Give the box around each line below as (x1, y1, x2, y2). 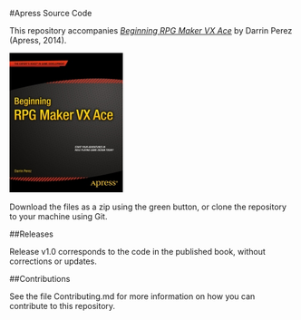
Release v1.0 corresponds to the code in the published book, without (9, 247, 266, 257)
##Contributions (9, 274, 71, 284)
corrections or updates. (9, 256, 97, 267)
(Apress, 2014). (9, 35, 67, 45)
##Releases (9, 228, 54, 239)
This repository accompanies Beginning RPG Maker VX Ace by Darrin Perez (9, 25, 293, 35)
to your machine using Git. (9, 211, 108, 221)
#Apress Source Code (9, 8, 92, 18)
